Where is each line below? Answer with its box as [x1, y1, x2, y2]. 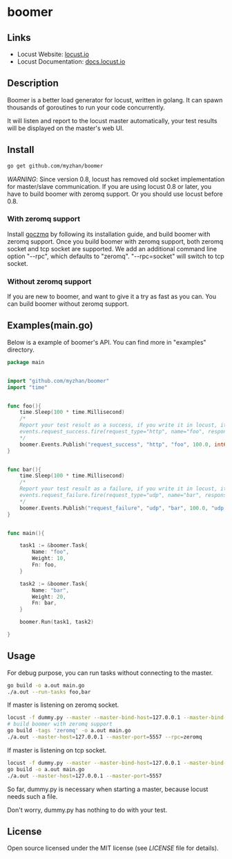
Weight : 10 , [32, 555, 67, 562]
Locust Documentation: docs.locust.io [17, 57, 126, 66]
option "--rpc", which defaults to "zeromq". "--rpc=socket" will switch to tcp [7, 252, 224, 260]
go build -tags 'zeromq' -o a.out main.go [7, 727, 131, 734]
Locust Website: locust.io [17, 50, 90, 58]
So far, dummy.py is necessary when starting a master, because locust [7, 785, 209, 793]
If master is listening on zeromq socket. [7, 700, 119, 709]
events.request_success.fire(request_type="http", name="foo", [19, 428, 206, 435]
